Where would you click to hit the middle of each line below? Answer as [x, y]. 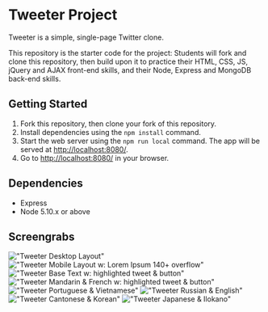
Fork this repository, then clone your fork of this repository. [118, 124]
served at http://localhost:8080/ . [74, 149]
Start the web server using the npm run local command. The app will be [140, 141]
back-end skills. [35, 78]
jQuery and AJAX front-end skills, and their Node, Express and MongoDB [130, 70]
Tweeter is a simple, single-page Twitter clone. [86, 37]
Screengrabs [42, 236]
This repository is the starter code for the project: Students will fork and [128, 53]
